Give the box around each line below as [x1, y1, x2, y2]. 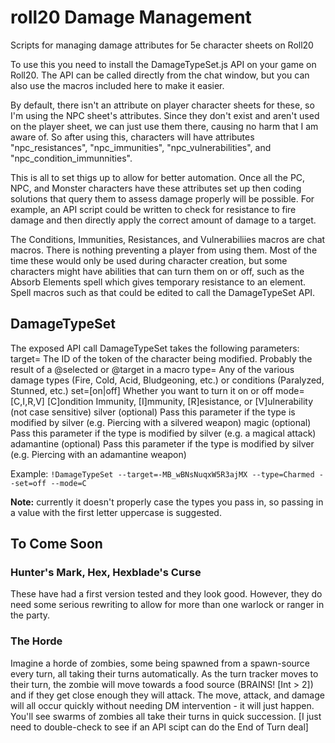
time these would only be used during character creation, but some [10, 254, 288, 266]
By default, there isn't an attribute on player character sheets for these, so [10, 99, 315, 111]
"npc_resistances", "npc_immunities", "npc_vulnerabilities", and [10, 141, 272, 153]
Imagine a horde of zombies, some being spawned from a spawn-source [10, 657, 311, 669]
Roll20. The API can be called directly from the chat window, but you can [10, 69, 310, 81]
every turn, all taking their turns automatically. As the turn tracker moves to [10, 667, 319, 680]
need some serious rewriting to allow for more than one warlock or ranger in [10, 599, 325, 611]
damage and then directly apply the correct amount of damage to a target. [10, 214, 317, 226]
